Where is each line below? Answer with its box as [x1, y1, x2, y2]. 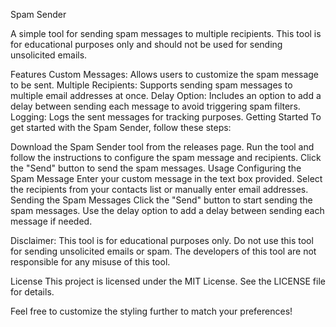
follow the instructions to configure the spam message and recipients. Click [10, 152, 322, 163]
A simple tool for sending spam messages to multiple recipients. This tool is [10, 28, 322, 39]
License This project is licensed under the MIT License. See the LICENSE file [10, 275, 326, 287]
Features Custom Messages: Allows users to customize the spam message [10, 69, 320, 80]
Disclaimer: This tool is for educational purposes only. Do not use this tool [10, 235, 314, 246]
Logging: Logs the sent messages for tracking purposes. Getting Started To [10, 111, 322, 123]
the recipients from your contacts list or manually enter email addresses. [10, 184, 309, 195]
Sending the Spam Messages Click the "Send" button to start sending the [10, 194, 313, 206]
